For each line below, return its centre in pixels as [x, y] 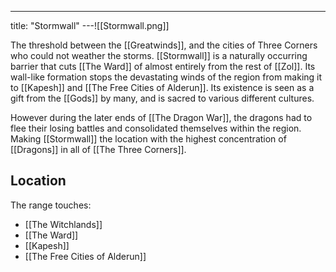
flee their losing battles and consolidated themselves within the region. [156, 128]
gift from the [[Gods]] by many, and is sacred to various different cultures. [162, 98]
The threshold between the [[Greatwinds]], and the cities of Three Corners [164, 45]
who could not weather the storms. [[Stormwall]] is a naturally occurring [159, 55]
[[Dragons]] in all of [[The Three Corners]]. [98, 149]
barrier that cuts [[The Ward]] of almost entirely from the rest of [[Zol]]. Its [163, 66]
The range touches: [51, 205]
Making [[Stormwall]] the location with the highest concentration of [148, 139]
